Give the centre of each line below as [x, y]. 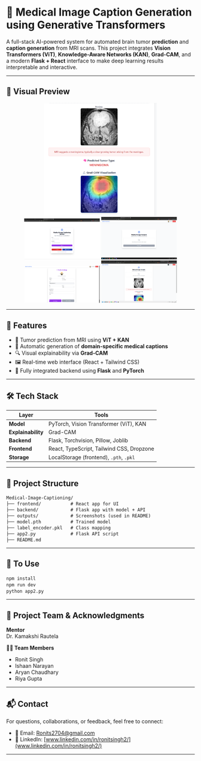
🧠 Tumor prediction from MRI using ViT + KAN [72, 340]
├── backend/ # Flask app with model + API [76, 510]
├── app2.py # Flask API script [63, 534]
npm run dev [21, 585]
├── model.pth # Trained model [59, 522]
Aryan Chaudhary [36, 672]
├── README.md [24, 540]
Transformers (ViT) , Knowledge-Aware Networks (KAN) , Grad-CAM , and [99, 54]
